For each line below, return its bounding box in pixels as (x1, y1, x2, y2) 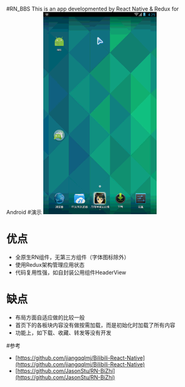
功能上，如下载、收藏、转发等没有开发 (15, 329, 111, 336)
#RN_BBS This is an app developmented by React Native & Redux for (6, 5, 180, 12)
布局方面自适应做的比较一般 (15, 314, 85, 321)
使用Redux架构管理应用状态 (15, 261, 85, 268)
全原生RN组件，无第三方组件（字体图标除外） (15, 253, 130, 261)
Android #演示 (6, 209, 42, 215)
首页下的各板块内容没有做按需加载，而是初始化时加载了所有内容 (15, 321, 175, 328)
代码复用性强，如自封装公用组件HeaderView (15, 269, 127, 276)
